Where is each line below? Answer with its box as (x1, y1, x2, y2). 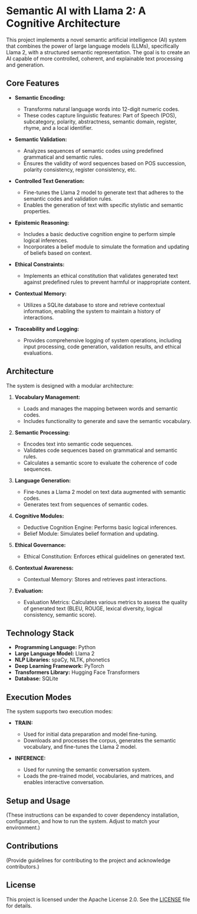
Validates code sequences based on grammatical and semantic (23, 447, 178, 454)
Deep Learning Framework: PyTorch (14, 663, 104, 670)
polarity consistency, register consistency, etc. (23, 166, 137, 173)
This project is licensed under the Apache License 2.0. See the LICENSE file (6, 896, 191, 903)
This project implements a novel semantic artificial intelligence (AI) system (6, 36, 187, 43)
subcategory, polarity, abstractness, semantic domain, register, (23, 118, 177, 125)
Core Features (6, 78, 60, 89)
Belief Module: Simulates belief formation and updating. (23, 530, 159, 537)
